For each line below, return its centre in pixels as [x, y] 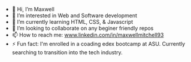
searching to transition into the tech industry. [67, 52]
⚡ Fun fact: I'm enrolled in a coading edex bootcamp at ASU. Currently [98, 44]
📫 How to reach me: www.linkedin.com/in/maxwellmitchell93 [88, 35]
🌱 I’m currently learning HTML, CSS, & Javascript [72, 22]
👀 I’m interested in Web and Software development [75, 15]
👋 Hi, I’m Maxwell [33, 9]
